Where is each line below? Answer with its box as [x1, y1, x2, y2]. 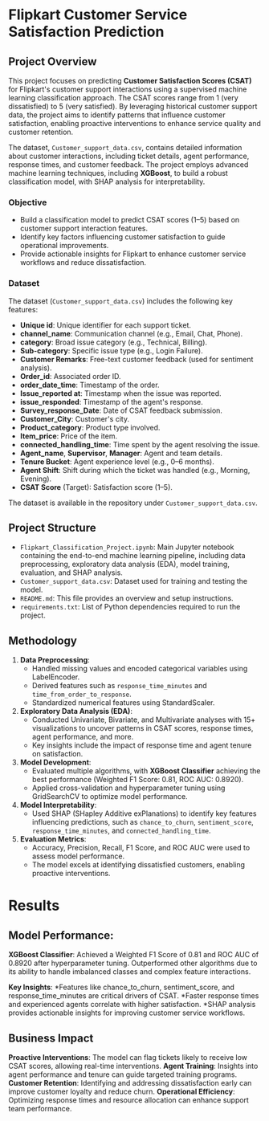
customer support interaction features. [19, 223, 149, 234]
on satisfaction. [31, 749, 84, 759]
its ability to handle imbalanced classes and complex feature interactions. [8, 967, 251, 976]
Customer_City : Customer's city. [19, 414, 130, 423]
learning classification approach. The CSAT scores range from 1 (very [8, 93, 238, 102]
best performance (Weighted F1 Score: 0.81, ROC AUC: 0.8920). [31, 775, 244, 785]
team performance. [8, 1104, 72, 1114]
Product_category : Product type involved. [19, 422, 161, 432]
